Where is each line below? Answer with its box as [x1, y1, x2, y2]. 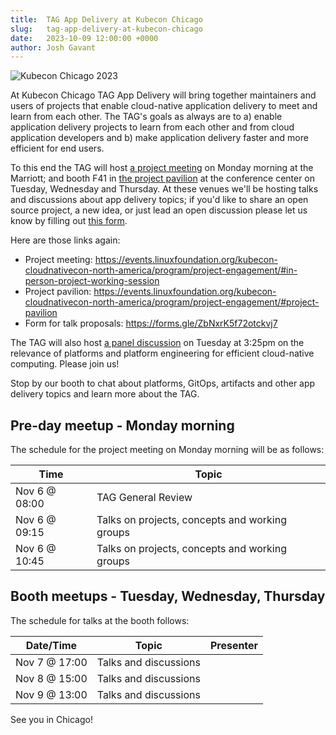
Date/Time [25, 638, 78, 652]
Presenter [209, 638, 259, 652]
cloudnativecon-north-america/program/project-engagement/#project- [24, 296, 320, 308]
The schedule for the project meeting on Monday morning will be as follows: [10, 444, 325, 456]
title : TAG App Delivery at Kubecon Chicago [10, 14, 203, 25]
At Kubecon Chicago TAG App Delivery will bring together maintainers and [10, 89, 317, 101]
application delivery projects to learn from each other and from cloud [10, 121, 295, 133]
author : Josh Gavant [10, 42, 97, 53]
